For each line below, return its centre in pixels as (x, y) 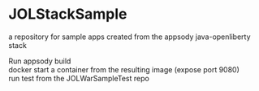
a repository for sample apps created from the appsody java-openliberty (129, 37)
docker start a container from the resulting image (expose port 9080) (124, 69)
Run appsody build (40, 61)
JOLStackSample (68, 14)
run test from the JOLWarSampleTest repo (79, 78)
